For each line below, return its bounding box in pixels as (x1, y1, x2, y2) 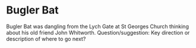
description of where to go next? (6, 35, 86, 42)
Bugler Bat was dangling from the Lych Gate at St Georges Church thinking (6, 23, 189, 30)
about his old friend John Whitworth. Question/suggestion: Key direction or (6, 29, 190, 36)
